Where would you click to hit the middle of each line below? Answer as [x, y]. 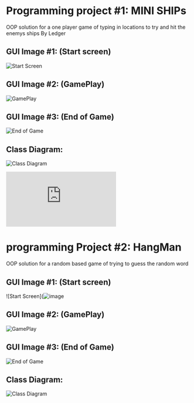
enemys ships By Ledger [36, 33]
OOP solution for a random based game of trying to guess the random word [97, 264]
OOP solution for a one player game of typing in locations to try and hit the [96, 27]
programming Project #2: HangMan [94, 247]
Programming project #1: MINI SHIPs [96, 11]
